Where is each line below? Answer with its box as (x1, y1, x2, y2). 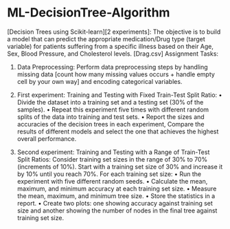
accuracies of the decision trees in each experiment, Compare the (16, 120, 205, 128)
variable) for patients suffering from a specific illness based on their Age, (7, 42, 214, 50)
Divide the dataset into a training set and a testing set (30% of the (16, 98, 204, 106)
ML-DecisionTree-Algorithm (7, 5, 170, 21)
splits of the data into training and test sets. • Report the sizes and (16, 112, 205, 121)
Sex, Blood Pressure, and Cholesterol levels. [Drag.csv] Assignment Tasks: (7, 50, 218, 58)
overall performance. (16, 134, 77, 142)
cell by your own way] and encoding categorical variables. (16, 77, 183, 85)
